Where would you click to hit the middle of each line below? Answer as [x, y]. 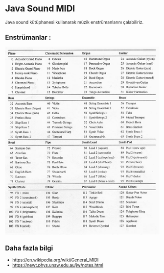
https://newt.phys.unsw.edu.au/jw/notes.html [58, 265]
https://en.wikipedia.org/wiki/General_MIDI [55, 260]
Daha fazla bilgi [29, 248]
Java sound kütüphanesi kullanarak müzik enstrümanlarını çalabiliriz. [74, 22]
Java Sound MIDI [40, 9]
